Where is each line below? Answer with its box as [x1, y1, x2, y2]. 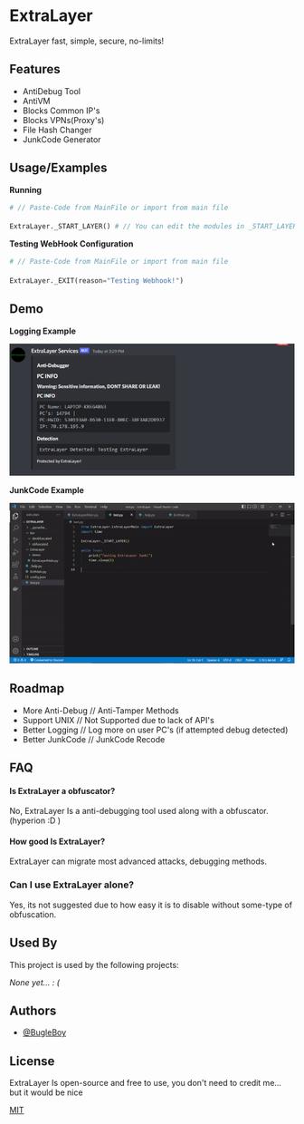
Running [9, 184, 43, 195]
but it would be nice [9, 1087, 83, 1098]
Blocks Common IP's [22, 105, 100, 116]
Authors [9, 1003, 57, 1018]
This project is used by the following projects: [9, 959, 179, 970]
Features [9, 62, 61, 77]
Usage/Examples [9, 160, 108, 176]
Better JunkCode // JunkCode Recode [22, 733, 166, 744]
